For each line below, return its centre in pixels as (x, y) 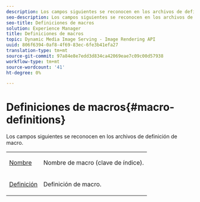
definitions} (36, 120)
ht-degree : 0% (24, 73)
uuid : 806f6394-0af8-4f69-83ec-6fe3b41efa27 (62, 45)
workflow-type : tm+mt (33, 61)
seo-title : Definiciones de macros (50, 23)
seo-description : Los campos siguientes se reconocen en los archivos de (100, 17)
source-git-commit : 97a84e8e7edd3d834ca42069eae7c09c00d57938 (85, 56)
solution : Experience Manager (44, 28)
